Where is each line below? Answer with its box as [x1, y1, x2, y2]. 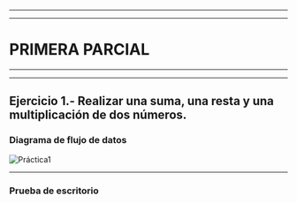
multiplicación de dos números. [9, 108, 187, 123]
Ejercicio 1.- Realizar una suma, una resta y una [9, 94, 274, 109]
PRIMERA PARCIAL [9, 40, 150, 60]
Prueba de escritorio [9, 184, 99, 197]
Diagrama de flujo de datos [9, 134, 127, 147]
